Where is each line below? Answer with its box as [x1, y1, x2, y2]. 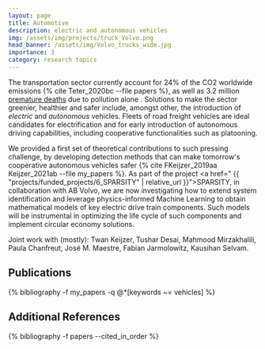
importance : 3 [8, 48, 55, 56]
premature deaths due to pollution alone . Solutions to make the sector [8, 94, 238, 104]
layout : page [8, 11, 51, 20]
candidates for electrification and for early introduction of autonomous [8, 120, 238, 129]
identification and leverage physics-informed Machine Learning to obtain [8, 194, 246, 203]
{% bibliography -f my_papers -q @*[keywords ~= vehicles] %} [8, 287, 216, 297]
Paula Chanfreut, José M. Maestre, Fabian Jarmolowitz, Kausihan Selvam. [8, 243, 249, 252]
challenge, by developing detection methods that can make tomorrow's [8, 151, 240, 161]
